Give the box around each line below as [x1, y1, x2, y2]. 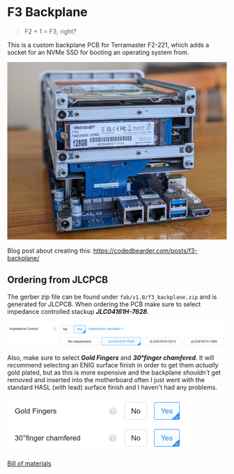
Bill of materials [7, 459, 52, 467]
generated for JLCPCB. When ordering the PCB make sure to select [7, 300, 201, 308]
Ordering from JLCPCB [7, 274, 109, 286]
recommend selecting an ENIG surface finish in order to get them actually [7, 361, 219, 369]
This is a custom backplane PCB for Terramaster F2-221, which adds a [7, 40, 210, 49]
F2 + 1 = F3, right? [24, 27, 77, 35]
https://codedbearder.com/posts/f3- [93, 246, 198, 255]
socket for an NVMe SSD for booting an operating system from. [7, 48, 189, 56]
